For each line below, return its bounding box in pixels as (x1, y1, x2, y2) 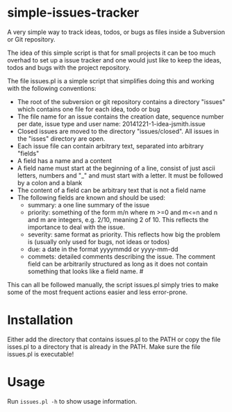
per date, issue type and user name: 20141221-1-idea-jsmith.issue (17, 119, 206, 128)
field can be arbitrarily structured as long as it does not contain (27, 259, 208, 268)
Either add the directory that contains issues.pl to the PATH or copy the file (7, 335, 221, 343)
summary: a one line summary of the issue (27, 200, 150, 209)
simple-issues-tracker (7, 5, 140, 21)
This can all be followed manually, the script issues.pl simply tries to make (7, 280, 219, 289)
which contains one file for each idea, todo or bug (17, 105, 160, 113)
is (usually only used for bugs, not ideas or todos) (27, 237, 170, 246)
